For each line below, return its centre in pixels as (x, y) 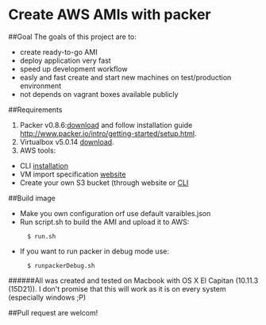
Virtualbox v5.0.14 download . (67, 141)
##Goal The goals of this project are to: (73, 37)
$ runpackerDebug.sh (61, 265)
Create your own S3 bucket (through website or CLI (104, 182)
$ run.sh (42, 236)
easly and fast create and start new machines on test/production (125, 77)
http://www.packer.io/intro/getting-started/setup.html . (108, 133)
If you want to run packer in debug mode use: (94, 251)
